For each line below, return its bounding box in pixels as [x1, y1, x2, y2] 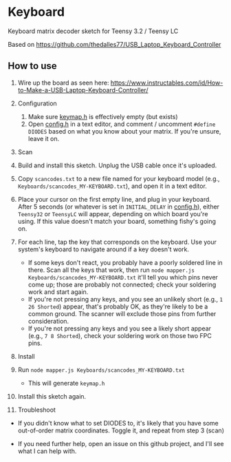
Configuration [17, 99, 57, 107]
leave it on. [27, 134, 60, 143]
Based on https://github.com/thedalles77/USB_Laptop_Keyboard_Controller [8, 40, 221, 48]
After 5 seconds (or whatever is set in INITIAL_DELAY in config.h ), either [17, 202, 219, 211]
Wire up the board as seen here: [17, 78, 109, 87]
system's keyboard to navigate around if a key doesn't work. [17, 245, 190, 253]
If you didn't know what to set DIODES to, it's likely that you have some [17, 419, 219, 427]
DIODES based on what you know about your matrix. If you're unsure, [27, 127, 221, 135]
